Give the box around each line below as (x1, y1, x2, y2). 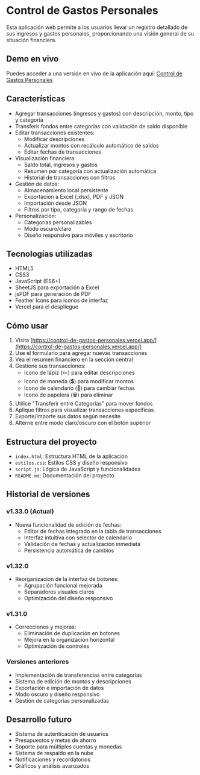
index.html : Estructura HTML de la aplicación (14, 453, 128, 460)
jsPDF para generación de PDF (14, 290, 92, 298)
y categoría (14, 116, 43, 124)
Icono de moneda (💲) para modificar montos (23, 378, 134, 385)
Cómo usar (6, 321, 49, 331)
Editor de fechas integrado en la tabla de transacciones (23, 527, 161, 535)
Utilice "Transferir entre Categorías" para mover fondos (14, 400, 153, 407)
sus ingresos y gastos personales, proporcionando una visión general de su (6, 30, 195, 37)
